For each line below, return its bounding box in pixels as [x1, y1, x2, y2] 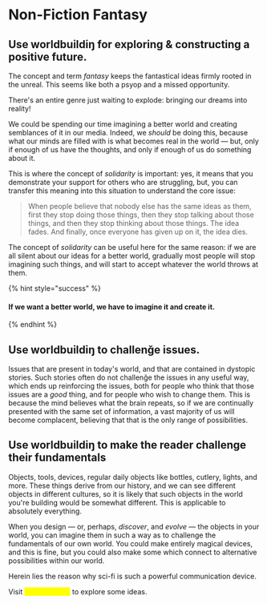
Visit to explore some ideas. [8, 586, 148, 596]
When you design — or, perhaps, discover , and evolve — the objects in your [8, 521, 260, 531]
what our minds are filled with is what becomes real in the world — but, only [8, 136, 259, 146]
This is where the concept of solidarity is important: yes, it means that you [8, 169, 254, 178]
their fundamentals [8, 451, 107, 465]
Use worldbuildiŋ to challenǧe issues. [8, 343, 200, 356]
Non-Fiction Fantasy [8, 6, 148, 24]
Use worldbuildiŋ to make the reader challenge [8, 438, 247, 452]
